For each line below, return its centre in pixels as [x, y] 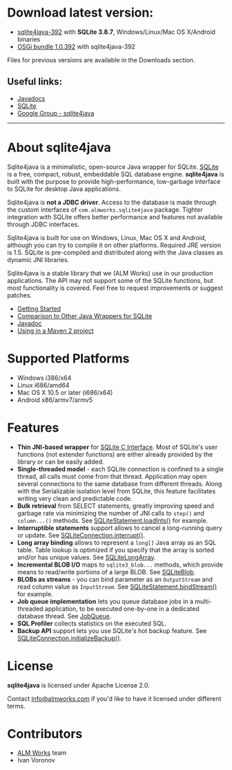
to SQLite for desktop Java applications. [64, 189]
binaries [29, 39]
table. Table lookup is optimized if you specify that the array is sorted [116, 550]
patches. [20, 295]
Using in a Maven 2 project [56, 331]
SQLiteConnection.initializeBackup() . [69, 638]
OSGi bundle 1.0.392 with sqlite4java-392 [76, 46]
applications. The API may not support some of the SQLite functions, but [110, 280]
